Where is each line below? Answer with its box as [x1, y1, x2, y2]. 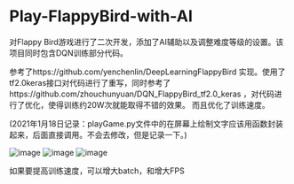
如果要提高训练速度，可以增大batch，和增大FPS [9, 165, 185, 176]
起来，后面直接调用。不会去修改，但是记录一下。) [9, 129, 188, 140]
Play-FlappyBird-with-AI [9, 6, 193, 27]
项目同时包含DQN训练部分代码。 [9, 47, 129, 58]
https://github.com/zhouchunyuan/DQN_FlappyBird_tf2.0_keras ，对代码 [9, 88, 275, 99]
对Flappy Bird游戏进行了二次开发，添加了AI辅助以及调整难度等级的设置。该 [9, 36, 284, 47]
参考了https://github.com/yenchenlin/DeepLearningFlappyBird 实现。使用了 [9, 66, 286, 77]
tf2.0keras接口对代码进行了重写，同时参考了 [9, 77, 171, 88]
